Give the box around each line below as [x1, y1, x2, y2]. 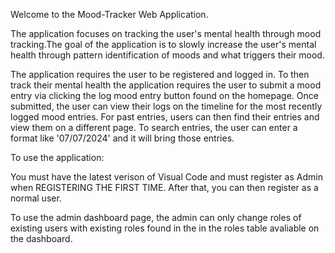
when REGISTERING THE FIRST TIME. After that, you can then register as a [10, 182, 319, 193]
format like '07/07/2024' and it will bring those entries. [10, 132, 235, 144]
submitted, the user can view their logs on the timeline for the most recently [10, 100, 323, 112]
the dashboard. [10, 233, 73, 244]
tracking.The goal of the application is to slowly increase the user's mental [10, 39, 317, 50]
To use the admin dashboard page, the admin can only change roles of [10, 212, 302, 223]
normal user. [10, 192, 62, 204]
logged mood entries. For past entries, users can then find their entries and [10, 111, 320, 123]
